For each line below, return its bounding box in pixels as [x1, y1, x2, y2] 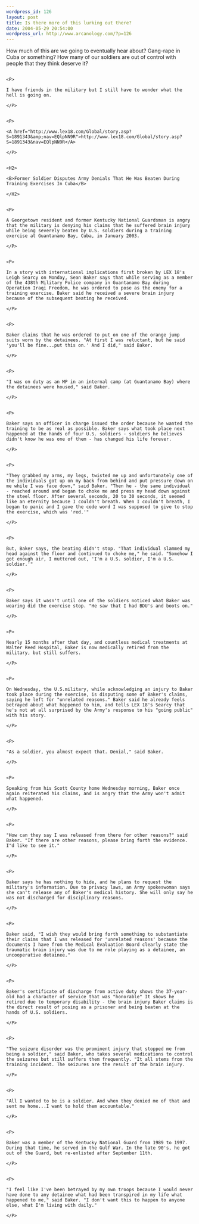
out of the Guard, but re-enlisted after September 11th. [6, 1150, 153, 1156]
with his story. [6, 712, 46, 718]
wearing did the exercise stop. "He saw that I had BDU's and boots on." [6, 603, 194, 609]
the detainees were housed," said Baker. [6, 384, 111, 390]
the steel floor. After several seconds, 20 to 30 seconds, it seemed [6, 494, 185, 500]
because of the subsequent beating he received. [6, 295, 129, 301]
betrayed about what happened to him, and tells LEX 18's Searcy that [6, 702, 185, 708]
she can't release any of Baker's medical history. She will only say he [6, 890, 194, 896]
